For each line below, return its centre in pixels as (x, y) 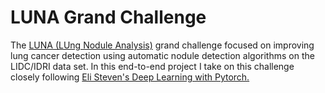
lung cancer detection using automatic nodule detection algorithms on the (162, 55)
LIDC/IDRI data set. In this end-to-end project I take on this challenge (152, 66)
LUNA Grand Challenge (108, 17)
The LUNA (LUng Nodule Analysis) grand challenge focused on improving (162, 45)
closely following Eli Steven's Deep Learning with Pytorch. (130, 77)
